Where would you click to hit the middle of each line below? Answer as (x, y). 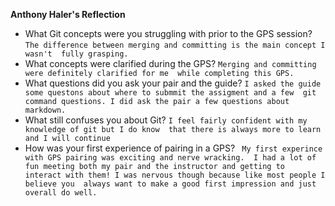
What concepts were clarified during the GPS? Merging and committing (170, 63)
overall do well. (61, 193)
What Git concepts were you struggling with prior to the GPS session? (168, 33)
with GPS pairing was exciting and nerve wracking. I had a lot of (170, 158)
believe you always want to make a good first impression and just (170, 184)
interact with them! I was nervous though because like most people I (175, 175)
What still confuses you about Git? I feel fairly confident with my (166, 120)
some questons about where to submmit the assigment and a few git (170, 93)
